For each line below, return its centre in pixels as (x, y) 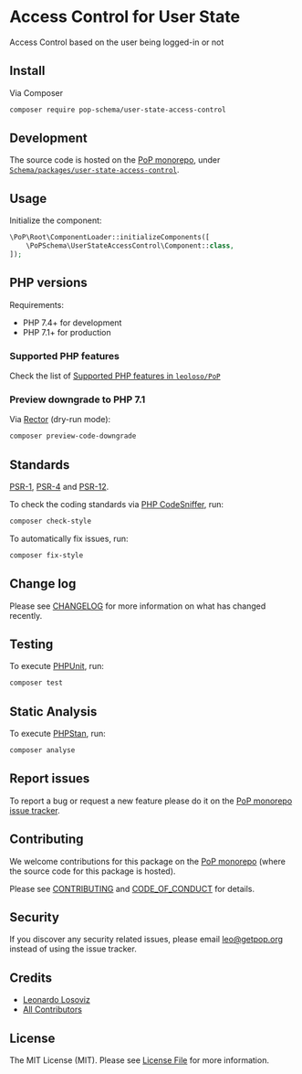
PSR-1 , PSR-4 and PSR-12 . (59, 486)
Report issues (50, 779)
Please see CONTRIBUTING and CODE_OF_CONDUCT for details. (132, 888)
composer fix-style (47, 555)
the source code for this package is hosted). (93, 871)
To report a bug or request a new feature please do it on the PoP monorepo (151, 801)
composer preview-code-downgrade (73, 436)
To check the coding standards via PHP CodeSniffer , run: (117, 504)
